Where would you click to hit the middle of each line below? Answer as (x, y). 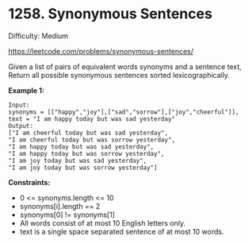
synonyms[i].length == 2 (60, 206)
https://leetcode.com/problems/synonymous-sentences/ (101, 51)
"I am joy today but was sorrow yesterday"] (83, 168)
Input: (19, 105)
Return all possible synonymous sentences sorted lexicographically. (119, 75)
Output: (21, 126)
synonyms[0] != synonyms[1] (67, 215)
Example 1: (27, 90)
